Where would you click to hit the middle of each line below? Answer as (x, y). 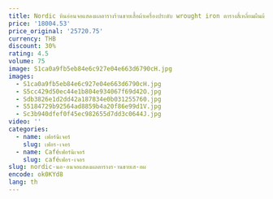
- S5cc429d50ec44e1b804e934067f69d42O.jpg (89, 91)
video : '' (25, 122)
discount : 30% (32, 46)
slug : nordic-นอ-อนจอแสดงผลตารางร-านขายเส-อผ (77, 167)
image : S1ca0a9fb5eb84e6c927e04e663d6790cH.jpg (91, 69)
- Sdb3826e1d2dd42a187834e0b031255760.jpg (89, 99)
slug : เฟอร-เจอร (47, 144)
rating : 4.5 (28, 54)
